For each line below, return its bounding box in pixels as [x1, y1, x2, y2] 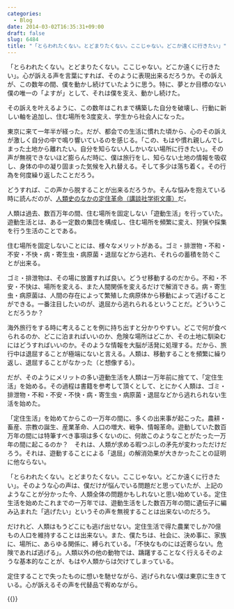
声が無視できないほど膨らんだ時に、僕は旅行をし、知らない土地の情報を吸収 [7, 153, 227, 161]
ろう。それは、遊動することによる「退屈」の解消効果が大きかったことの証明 [7, 449, 226, 457]
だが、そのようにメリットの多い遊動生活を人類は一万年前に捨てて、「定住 [7, 373, 218, 381]
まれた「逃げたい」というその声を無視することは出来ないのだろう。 [19, 507, 214, 516]
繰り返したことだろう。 [31, 171, 99, 179]
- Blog [13, 17, 33, 24]
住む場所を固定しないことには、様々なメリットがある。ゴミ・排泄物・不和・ [7, 241, 227, 250]
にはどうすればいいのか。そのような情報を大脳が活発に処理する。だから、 [7, 341, 221, 349]
